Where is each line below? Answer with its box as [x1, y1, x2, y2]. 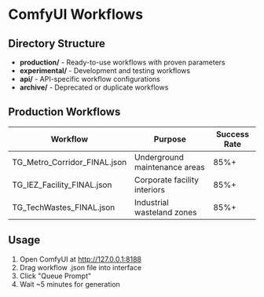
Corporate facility [134, 174, 199, 185]
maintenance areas [134, 161, 206, 172]
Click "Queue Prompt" [19, 271, 92, 280]
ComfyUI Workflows [8, 5, 144, 24]
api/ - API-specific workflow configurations [19, 75, 161, 83]
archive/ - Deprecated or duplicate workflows [19, 82, 169, 92]
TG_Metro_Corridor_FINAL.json [12, 156, 127, 167]
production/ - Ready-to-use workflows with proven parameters [19, 57, 225, 67]
